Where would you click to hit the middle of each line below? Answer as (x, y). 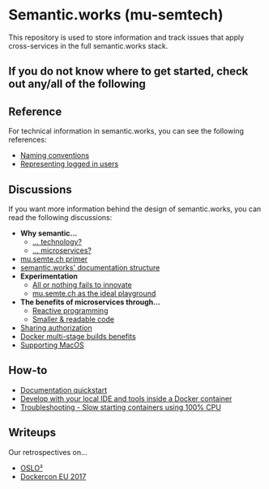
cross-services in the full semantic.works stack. (88, 45)
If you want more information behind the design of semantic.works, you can (135, 209)
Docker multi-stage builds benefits (78, 336)
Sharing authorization (56, 327)
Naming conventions (55, 155)
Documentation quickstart (64, 389)
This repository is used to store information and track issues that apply (126, 37)
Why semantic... (49, 233)
